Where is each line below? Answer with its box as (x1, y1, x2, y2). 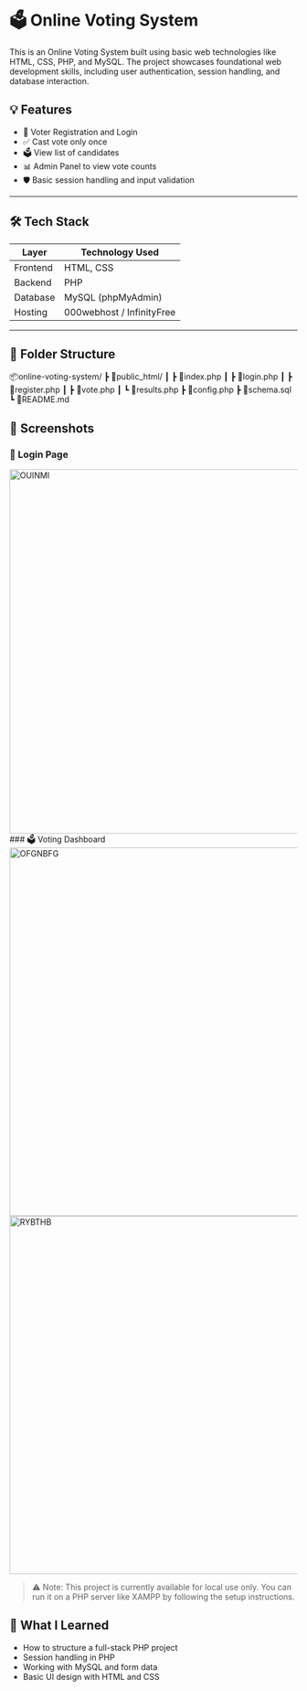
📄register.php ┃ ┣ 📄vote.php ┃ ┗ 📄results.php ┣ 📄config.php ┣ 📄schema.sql (9, 384, 292, 396)
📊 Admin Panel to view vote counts (22, 160, 157, 172)
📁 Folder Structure (9, 346, 116, 362)
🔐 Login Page (9, 448, 69, 461)
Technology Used (80, 246, 160, 259)
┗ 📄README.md (9, 394, 70, 405)
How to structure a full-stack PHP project (22, 1642, 178, 1653)
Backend (14, 276, 52, 289)
